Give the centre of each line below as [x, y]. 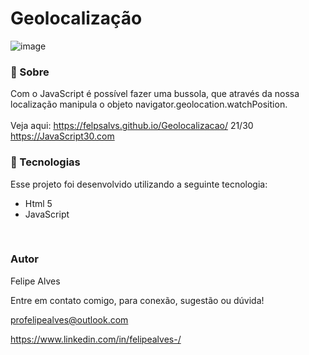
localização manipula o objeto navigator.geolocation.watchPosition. [149, 104]
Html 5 [38, 203]
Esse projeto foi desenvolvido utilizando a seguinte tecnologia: [139, 184]
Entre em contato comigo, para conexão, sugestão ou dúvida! [137, 300]
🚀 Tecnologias [45, 162]
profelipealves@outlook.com [69, 319]
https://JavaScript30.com [62, 136]
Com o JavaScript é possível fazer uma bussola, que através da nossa [155, 94]
